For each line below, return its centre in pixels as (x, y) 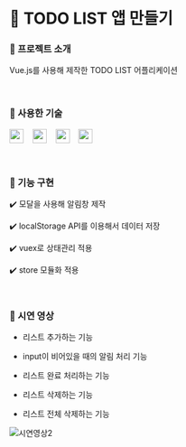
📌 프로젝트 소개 (40, 49)
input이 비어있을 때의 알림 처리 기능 (85, 357)
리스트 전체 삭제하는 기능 (66, 414)
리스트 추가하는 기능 (57, 337)
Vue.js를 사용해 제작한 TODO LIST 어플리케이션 (93, 70)
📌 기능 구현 (32, 182)
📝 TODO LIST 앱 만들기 (91, 19)
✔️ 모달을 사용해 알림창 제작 (58, 204)
